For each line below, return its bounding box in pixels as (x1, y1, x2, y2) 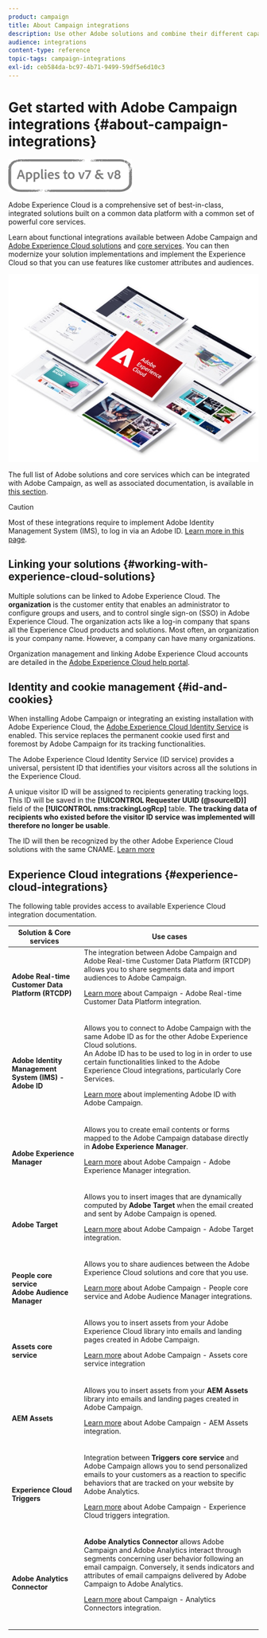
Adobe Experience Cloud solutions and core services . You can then (8, 240, 230, 250)
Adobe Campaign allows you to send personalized (83, 1461, 248, 1471)
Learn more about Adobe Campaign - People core (83, 1283, 249, 1292)
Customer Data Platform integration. (83, 997, 202, 1007)
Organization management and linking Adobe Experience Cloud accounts (8, 649, 249, 659)
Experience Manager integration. (83, 1165, 192, 1175)
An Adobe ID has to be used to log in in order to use (83, 1049, 253, 1058)
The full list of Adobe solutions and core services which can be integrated (8, 470, 250, 479)
